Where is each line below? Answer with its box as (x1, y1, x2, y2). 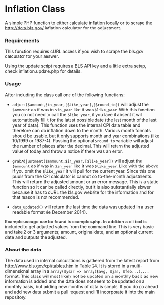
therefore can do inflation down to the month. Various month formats (12, 127, 151, 133)
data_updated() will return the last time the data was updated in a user (12, 204, 154, 210)
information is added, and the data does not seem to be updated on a (5, 278, 145, 284)
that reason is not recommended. (12, 194, 80, 200)
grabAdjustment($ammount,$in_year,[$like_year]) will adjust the (12, 158, 142, 164)
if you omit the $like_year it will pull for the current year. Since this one (12, 168, 156, 174)
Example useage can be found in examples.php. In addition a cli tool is (5, 219, 147, 224)
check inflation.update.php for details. (5, 68, 82, 74)
